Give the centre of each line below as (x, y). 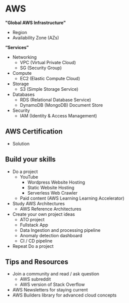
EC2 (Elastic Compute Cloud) (50, 78)
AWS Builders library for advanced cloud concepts (64, 295)
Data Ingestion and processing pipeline (60, 230)
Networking (24, 57)
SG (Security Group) (41, 68)
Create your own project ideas (43, 214)
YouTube (29, 177)
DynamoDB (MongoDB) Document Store (61, 105)
